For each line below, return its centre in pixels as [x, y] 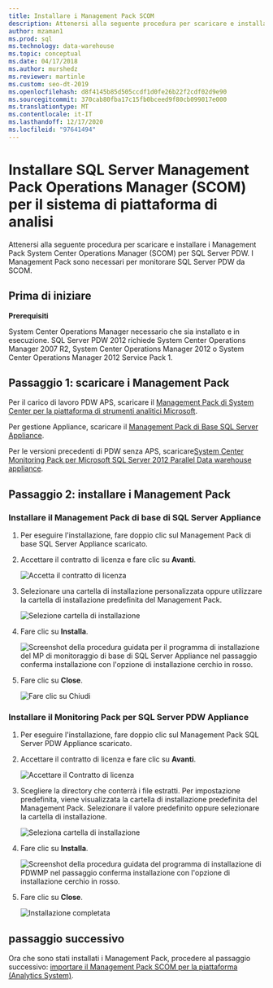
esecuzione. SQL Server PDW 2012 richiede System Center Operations [127, 340]
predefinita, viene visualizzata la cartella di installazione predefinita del [139, 800]
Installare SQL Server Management [129, 170]
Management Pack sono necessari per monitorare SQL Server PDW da [127, 261]
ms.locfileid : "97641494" [52, 130]
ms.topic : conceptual [45, 54]
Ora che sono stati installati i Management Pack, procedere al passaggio [130, 959]
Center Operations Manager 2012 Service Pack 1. [91, 357]
